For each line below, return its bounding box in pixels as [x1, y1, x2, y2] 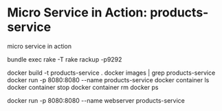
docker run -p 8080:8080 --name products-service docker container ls [7, 75, 210, 84]
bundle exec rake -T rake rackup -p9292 [7, 55, 122, 63]
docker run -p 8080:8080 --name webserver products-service [7, 96, 186, 104]
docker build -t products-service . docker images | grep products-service [7, 69, 216, 77]
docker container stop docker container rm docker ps [7, 83, 159, 91]
